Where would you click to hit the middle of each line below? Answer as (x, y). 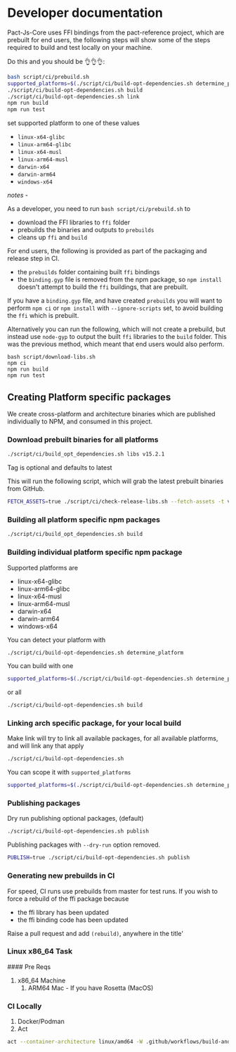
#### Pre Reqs (29, 967)
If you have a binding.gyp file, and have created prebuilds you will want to (115, 301)
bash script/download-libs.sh (52, 357)
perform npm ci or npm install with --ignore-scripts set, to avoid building (115, 308)
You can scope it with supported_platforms (69, 772)
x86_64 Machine (41, 980)
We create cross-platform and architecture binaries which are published (111, 414)
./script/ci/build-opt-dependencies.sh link (73, 96)
